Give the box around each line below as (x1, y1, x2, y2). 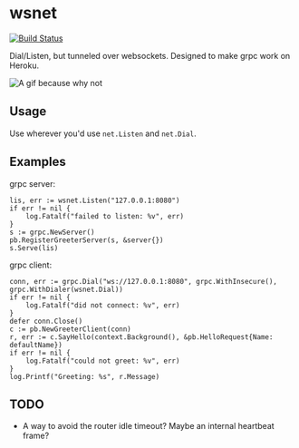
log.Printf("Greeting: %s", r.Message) (9, 372, 160, 381)
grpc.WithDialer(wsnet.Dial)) (9, 285, 124, 294)
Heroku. (9, 60, 39, 71)
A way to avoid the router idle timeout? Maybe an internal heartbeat (22, 421, 275, 432)
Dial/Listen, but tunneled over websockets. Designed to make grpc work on (9, 50, 291, 61)
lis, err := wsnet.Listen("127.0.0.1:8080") (9, 196, 180, 205)
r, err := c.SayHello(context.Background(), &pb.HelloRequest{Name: (9, 332, 274, 342)
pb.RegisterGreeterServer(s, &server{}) (9, 235, 165, 245)
